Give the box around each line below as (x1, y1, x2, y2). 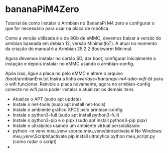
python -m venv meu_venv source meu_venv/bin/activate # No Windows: (12, 127, 163, 133)
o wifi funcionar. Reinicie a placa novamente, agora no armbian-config (5, 81, 150, 87)
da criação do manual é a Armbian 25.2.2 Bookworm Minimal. (5, 45, 133, 51)
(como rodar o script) (12, 138, 57, 144)
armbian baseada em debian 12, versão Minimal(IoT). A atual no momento (5, 40, 157, 46)
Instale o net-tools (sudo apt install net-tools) (12, 101, 106, 107)
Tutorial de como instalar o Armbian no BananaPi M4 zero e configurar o (5, 20, 155, 26)
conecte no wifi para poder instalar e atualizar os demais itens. (5, 86, 135, 92)
